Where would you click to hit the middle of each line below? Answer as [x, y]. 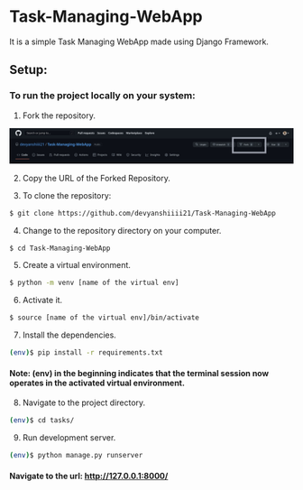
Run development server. [69, 438]
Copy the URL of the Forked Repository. [96, 178]
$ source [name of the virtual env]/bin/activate [105, 318]
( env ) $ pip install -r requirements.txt [87, 353]
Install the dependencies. [69, 335]
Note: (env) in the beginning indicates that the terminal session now [139, 373]
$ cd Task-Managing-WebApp [60, 248]
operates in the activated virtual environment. [97, 383]
